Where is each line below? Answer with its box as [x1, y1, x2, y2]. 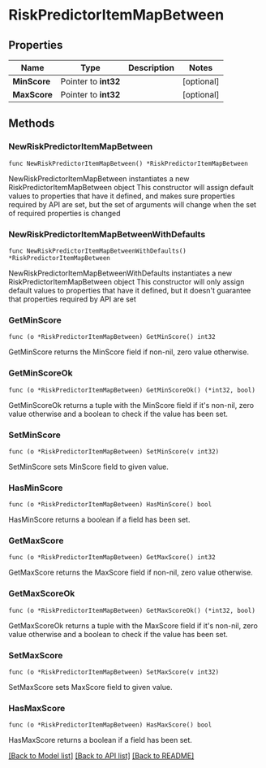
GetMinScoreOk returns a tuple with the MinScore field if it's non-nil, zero [8, 400, 254, 410]
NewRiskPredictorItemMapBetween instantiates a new [8, 173, 190, 184]
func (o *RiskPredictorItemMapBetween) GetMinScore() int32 [8, 333, 217, 341]
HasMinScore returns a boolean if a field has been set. [8, 514, 191, 525]
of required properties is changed [8, 208, 121, 218]
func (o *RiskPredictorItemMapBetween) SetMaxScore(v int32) [8, 668, 220, 676]
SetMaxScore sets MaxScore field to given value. [8, 683, 173, 692]
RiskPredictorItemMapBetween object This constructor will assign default [8, 182, 254, 192]
